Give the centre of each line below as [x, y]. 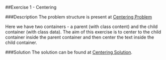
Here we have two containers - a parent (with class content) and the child [81, 26]
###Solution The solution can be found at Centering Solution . [69, 52]
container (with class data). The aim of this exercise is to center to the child [83, 32]
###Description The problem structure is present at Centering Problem [79, 17]
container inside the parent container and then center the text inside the [80, 37]
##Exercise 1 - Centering [31, 7]
